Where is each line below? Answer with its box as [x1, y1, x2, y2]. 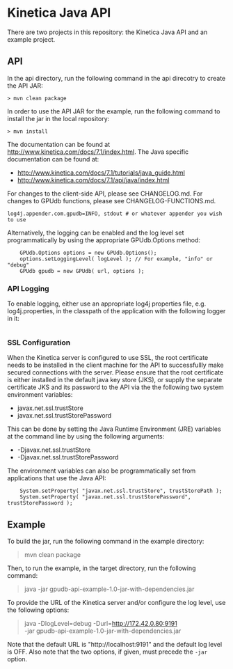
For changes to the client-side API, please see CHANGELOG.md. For [7, 189, 203, 198]
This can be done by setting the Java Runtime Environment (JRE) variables [7, 425, 221, 433]
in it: [7, 315, 19, 323]
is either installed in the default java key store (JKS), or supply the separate [7, 376, 223, 384]
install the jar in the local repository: [7, 114, 110, 123]
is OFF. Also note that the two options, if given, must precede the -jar [7, 647, 208, 656]
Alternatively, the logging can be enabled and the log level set [7, 228, 184, 237]
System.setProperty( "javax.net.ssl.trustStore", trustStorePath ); [19, 487, 223, 495]
